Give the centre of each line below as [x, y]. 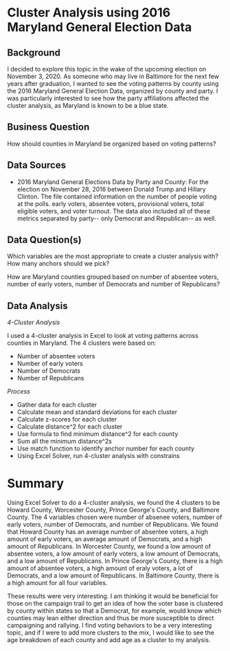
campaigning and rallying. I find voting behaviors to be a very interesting [110, 626]
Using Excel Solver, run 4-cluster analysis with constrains [98, 456]
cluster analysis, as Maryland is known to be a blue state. [88, 105]
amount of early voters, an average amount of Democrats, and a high [105, 539]
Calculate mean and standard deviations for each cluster [97, 412]
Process [19, 391]
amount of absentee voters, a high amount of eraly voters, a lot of [100, 569]
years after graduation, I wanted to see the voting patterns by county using [113, 83]
